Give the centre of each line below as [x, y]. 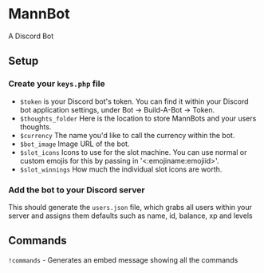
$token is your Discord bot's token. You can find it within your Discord [134, 101]
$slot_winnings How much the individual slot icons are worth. [121, 169]
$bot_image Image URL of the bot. [75, 144]
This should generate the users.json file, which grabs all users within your [130, 207]
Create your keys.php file [57, 84]
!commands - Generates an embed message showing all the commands [123, 259]
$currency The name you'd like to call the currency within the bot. [127, 135]
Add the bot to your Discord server [77, 190]
